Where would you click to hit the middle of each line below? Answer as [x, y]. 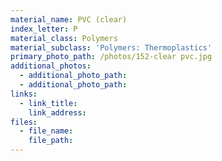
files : [24, 122]
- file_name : [46, 131]
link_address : [57, 112]
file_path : [51, 141]
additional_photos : [51, 66]
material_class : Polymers [64, 38]
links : [24, 94]
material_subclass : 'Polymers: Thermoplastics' [111, 47]
